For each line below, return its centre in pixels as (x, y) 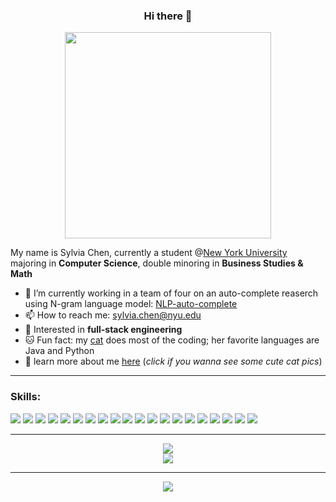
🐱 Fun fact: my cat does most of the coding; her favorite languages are (172, 340)
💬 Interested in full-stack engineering (103, 330)
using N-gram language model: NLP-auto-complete (131, 304)
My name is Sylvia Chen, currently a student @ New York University (149, 253)
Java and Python (59, 351)
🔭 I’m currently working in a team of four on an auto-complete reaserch (171, 293)
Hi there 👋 (168, 16)
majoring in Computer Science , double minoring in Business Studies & (157, 263)
